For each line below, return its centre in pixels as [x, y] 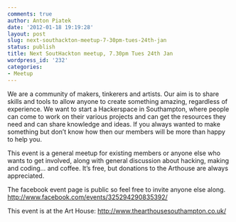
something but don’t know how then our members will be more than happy [117, 132]
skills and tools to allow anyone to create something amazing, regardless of [118, 101]
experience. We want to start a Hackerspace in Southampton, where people [118, 109]
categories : [25, 67]
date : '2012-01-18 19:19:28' [50, 27]
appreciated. [26, 176]
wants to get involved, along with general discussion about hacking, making [118, 160]
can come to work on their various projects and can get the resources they [117, 116]
